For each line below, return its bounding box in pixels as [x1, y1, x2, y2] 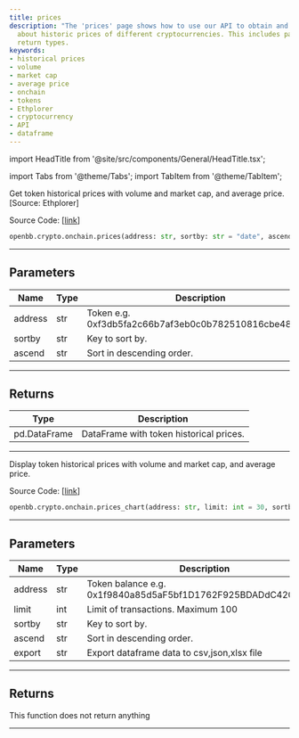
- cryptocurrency [9, 112, 74, 121]
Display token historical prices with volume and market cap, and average [9, 459, 276, 470]
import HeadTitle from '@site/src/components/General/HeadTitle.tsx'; [9, 153, 266, 164]
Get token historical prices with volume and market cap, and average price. [9, 188, 285, 199]
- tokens [9, 95, 42, 105]
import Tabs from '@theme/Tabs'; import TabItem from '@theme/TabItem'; [9, 170, 283, 181]
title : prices [9, 12, 62, 22]
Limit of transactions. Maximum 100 [86, 603, 238, 616]
